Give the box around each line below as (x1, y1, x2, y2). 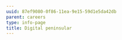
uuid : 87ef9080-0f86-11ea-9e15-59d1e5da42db (6, 8, 117, 15)
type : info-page (6, 19, 46, 25)
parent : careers (6, 14, 46, 20)
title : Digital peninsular (6, 25, 72, 31)
